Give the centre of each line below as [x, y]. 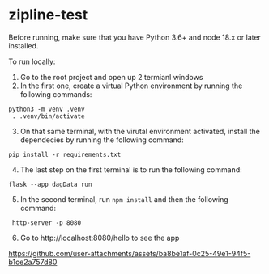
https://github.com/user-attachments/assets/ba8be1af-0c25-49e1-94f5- [130, 253]
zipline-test [48, 15]
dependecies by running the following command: [102, 140]
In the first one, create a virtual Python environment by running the [131, 86]
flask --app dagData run [50, 184]
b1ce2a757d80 [33, 262]
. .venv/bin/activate [48, 116]
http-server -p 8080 [47, 223]
